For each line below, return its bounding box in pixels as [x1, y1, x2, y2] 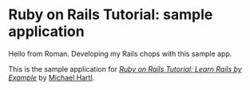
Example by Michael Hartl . [8, 72, 95, 82]
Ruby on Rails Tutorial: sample [8, 6, 213, 24]
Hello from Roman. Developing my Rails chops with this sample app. [8, 49, 232, 58]
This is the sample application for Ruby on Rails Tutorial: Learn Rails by [8, 64, 242, 73]
